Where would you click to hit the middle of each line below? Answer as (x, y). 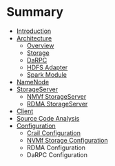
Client (25, 111)
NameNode (33, 82)
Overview (40, 45)
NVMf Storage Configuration (67, 140)
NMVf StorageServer (56, 96)
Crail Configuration (53, 133)
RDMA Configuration (56, 147)
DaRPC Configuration (57, 154)
